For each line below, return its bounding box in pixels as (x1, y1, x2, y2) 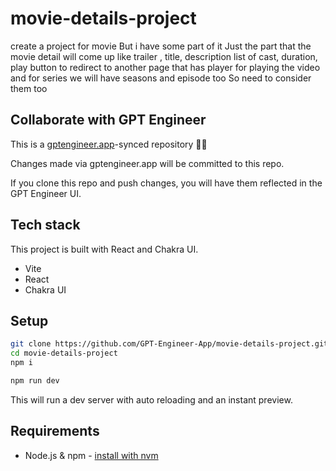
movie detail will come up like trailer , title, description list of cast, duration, (10, 50, 318, 62)
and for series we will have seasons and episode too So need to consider (10, 72, 312, 84)
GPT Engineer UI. (10, 187, 82, 199)
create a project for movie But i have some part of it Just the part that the (10, 40, 312, 52)
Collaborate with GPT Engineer (10, 112, 207, 129)
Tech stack (10, 217, 81, 234)
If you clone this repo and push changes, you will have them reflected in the (10, 177, 323, 189)
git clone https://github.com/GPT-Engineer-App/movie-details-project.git (10, 339, 329, 349)
